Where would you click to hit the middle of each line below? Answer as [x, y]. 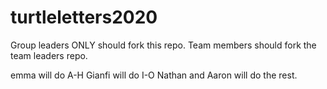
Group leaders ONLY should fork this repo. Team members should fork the [163, 45]
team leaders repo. [49, 55]
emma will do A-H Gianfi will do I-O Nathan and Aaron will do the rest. [154, 75]
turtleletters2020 [84, 17]
